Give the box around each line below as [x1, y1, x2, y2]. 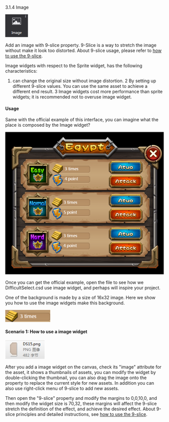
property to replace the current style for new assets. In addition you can [5, 380, 154, 386]
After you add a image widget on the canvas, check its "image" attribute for [5, 363, 162, 370]
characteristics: [5, 68, 38, 74]
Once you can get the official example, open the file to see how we [5, 279, 144, 285]
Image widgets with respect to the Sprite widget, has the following [5, 63, 142, 69]
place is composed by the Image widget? [5, 122, 91, 128]
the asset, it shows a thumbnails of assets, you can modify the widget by [5, 369, 156, 375]
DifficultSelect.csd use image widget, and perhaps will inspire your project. [5, 285, 161, 291]
